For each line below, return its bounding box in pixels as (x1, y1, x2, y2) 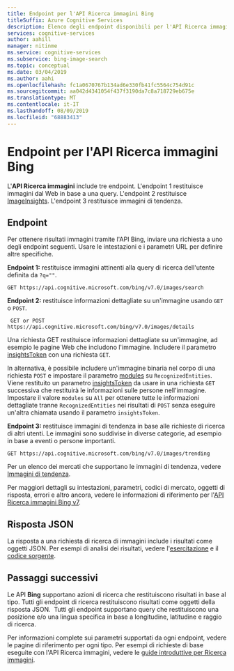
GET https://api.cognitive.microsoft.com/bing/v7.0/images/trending (7, 450, 210, 457)
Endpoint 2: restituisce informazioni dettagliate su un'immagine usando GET (7, 297, 224, 305)
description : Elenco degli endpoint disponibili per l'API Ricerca (7, 23, 208, 30)
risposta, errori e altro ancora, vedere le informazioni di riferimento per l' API (7, 491, 224, 499)
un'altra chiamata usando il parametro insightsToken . (7, 408, 160, 417)
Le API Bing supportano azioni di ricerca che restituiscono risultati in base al (7, 590, 226, 599)
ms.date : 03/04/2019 (7, 68, 68, 75)
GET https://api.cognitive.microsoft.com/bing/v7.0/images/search (7, 284, 204, 291)
